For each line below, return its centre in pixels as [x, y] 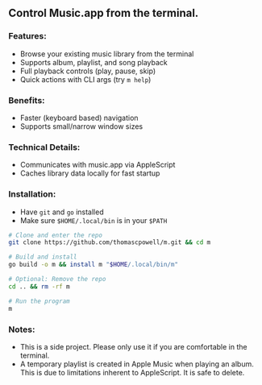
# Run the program [39, 301]
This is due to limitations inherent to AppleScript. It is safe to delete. [132, 372]
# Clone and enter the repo [56, 235]
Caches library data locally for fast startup [90, 173]
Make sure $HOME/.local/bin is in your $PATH [94, 220]
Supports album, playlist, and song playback [94, 62]
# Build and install [43, 257]
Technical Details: [44, 147]
